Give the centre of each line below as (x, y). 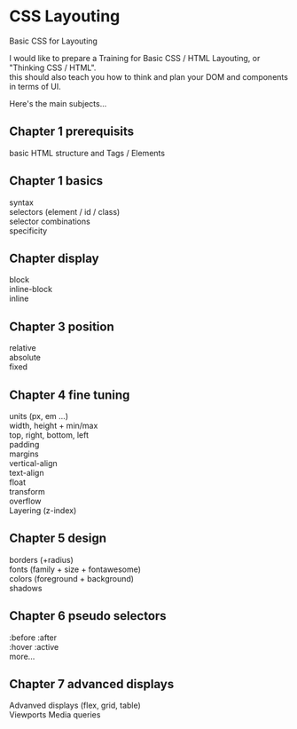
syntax (21, 202)
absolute (25, 358)
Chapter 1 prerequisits (72, 132)
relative (23, 348)
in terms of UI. (35, 86)
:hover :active (34, 646)
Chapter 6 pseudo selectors (88, 616)
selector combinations (50, 221)
